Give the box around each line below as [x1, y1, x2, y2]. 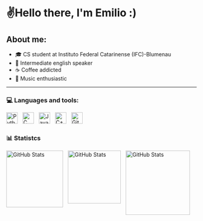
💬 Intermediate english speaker [14, 59, 93, 67]
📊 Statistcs [6, 134, 41, 142]
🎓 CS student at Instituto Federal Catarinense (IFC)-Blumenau [14, 51, 172, 58]
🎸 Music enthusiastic [14, 75, 68, 82]
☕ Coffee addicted [14, 66, 62, 73]
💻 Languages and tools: [6, 96, 79, 104]
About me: [6, 34, 47, 44]
